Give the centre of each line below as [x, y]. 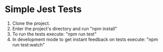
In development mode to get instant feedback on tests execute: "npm [85, 39]
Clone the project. [31, 23]
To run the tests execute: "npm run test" [54, 34]
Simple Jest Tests [43, 9]
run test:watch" [28, 44]
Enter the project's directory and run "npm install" [65, 28]
